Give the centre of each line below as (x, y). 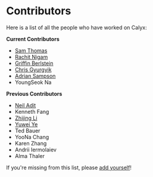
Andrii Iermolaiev (35, 150)
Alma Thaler (29, 156)
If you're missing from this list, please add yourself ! (69, 167)
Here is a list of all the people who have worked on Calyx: (76, 27)
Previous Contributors (34, 94)
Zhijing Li (26, 118)
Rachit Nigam (31, 57)
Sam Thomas (31, 50)
